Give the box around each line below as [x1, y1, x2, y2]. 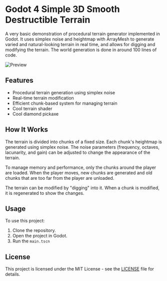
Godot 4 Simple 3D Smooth [5, 4, 120, 15]
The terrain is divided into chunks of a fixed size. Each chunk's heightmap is [5, 139, 162, 145]
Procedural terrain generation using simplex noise [12, 89, 115, 96]
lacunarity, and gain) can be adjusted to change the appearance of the [5, 149, 150, 155]
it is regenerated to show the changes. [5, 190, 84, 196]
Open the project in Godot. [12, 233, 67, 239]
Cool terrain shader [12, 105, 52, 111]
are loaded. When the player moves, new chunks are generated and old [5, 169, 152, 176]
